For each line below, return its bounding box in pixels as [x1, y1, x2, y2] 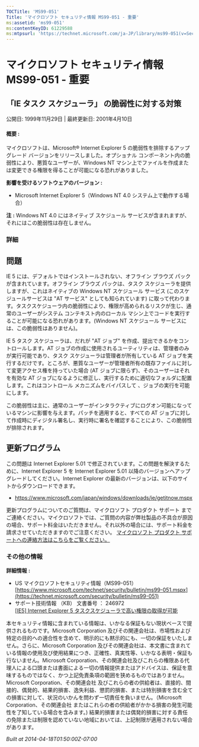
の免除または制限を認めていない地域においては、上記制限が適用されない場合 [6, 716, 193, 723]
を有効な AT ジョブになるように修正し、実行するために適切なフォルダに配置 [6, 375, 192, 382]
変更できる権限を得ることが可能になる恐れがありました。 [11, 167, 152, 174]
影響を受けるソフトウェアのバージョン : [6, 179, 102, 186]
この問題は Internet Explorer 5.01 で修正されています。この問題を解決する [6, 460, 185, 467]
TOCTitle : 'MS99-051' [6, 8, 60, 15]
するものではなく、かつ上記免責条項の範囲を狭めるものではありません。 [11, 672, 188, 679]
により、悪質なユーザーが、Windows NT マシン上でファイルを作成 [16, 159, 179, 166]
